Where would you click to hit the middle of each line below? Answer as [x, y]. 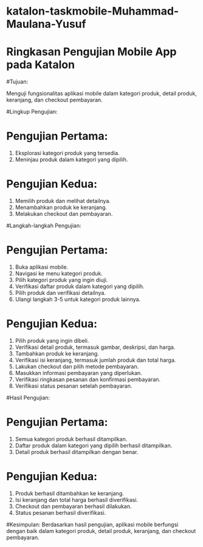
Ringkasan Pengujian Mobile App [91, 52]
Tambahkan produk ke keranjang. [57, 353]
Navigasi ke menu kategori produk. [59, 273]
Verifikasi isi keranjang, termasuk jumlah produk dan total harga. [95, 360]
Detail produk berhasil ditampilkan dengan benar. [77, 452]
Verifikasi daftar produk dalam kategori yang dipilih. [80, 286]
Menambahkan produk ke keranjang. [61, 207]
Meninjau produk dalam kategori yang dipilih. [71, 160]
